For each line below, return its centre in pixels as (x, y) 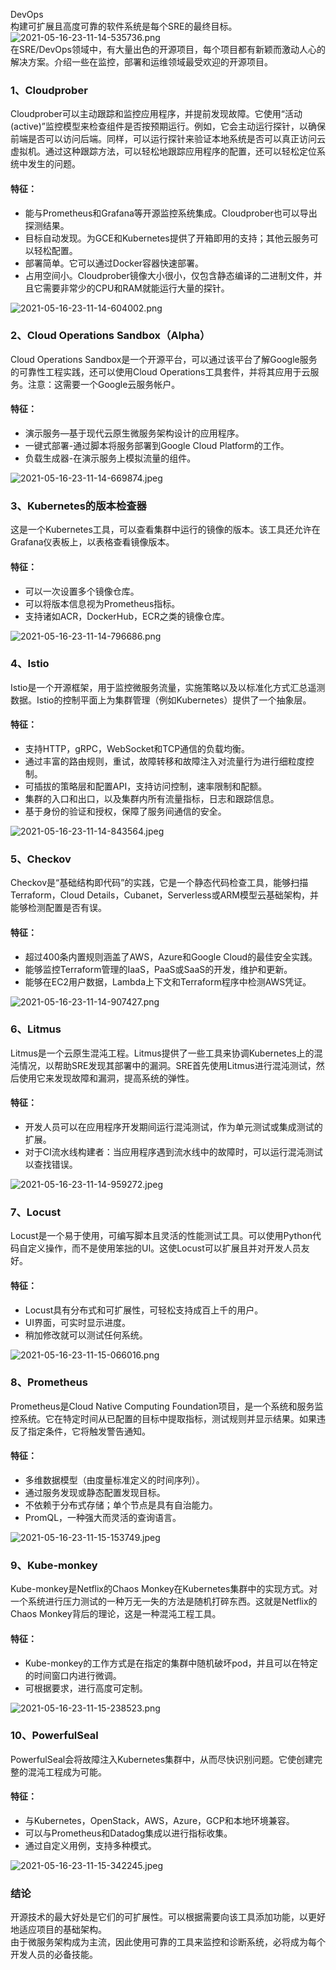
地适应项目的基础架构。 (58, 1930)
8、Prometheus (49, 1382)
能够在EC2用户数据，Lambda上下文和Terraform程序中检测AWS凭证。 (168, 981)
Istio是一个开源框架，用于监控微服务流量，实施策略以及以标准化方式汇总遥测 (168, 687)
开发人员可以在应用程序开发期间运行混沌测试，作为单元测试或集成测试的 (173, 1127)
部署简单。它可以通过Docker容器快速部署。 (114, 263)
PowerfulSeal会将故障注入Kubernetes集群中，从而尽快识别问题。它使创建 (162, 1759)
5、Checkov (41, 859)
